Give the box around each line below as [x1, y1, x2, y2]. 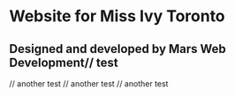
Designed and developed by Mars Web [9, 41, 227, 56]
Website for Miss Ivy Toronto [9, 6, 225, 26]
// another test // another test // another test [9, 78, 169, 89]
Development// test [9, 55, 118, 70]
